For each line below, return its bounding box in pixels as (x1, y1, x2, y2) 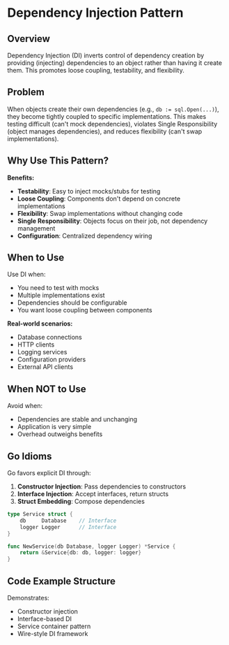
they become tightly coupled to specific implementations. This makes (7, 112, 207, 120)
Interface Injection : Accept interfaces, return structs (17, 490, 169, 498)
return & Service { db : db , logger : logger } (19, 549, 141, 556)
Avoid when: (7, 402, 43, 410)
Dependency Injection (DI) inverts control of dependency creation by (7, 51, 205, 59)
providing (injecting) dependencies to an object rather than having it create (7, 59, 223, 67)
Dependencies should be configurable (17, 298, 127, 307)
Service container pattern (17, 622, 91, 630)
